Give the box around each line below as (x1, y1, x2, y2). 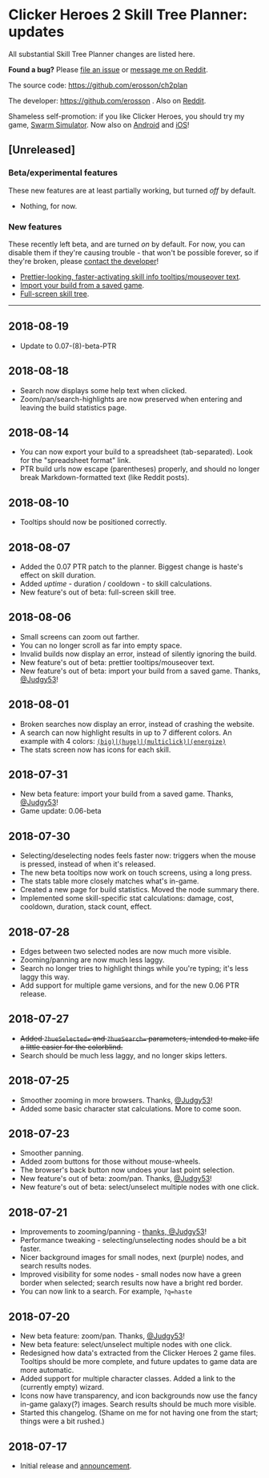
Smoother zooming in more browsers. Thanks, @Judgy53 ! (19, 1095, 213, 1105)
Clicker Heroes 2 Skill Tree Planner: (8, 6, 248, 24)
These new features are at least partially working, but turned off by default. (8, 185, 256, 195)
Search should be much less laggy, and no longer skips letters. (19, 1050, 227, 1060)
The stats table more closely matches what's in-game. (19, 876, 199, 886)
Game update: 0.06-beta (19, 806, 102, 816)
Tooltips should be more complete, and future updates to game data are (19, 1357, 258, 1366)
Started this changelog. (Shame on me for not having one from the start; (19, 1408, 259, 1418)
